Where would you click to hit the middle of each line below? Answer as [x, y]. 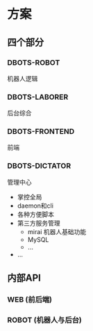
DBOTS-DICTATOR [39, 166]
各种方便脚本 [35, 214]
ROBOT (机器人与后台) [44, 320]
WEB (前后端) [30, 300]
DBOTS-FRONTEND [41, 132]
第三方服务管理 [39, 223]
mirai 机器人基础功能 [57, 231]
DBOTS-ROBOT [34, 62]
